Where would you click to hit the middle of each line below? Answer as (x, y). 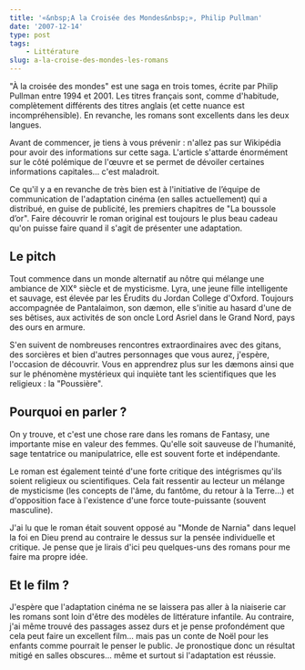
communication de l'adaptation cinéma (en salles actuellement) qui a (138, 199)
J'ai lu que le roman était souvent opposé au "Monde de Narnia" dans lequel (152, 527)
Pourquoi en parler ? (68, 412)
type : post (30, 35)
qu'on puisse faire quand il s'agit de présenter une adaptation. (126, 228)
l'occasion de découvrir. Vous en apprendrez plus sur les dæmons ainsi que (152, 364)
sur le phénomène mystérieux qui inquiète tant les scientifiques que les (143, 374)
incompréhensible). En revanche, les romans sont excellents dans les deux (149, 115)
